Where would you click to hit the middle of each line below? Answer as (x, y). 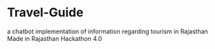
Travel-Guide (45, 13)
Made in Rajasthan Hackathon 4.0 (55, 38)
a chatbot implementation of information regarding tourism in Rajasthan (108, 31)
